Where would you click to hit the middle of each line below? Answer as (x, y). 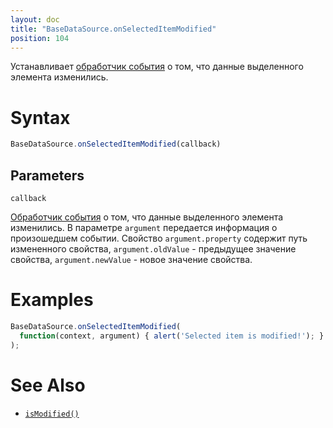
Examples (52, 300)
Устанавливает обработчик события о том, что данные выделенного (157, 67)
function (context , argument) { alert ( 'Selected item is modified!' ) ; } (172, 336)
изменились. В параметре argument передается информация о (144, 227)
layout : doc (35, 19)
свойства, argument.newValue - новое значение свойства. (131, 259)
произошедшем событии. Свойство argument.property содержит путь (159, 238)
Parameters (47, 175)
